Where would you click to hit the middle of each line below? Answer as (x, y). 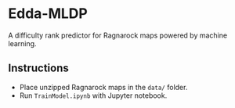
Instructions (38, 68)
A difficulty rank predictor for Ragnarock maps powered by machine (118, 35)
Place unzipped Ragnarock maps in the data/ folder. (103, 87)
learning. (22, 43)
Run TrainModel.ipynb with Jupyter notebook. (93, 95)
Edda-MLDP (48, 14)
